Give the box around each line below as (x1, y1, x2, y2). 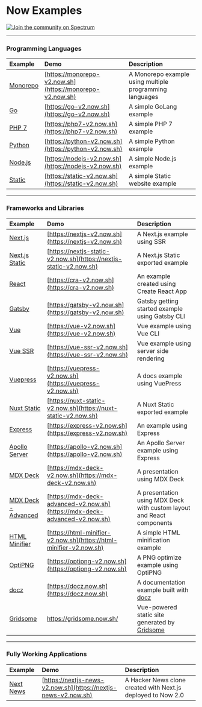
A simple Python (129, 137, 176, 145)
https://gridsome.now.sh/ (47, 614, 118, 623)
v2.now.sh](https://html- (47, 536, 118, 544)
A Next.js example (137, 230, 188, 238)
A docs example (137, 372, 183, 380)
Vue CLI (137, 329, 160, 338)
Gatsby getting (137, 297, 179, 305)
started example (137, 304, 183, 312)
